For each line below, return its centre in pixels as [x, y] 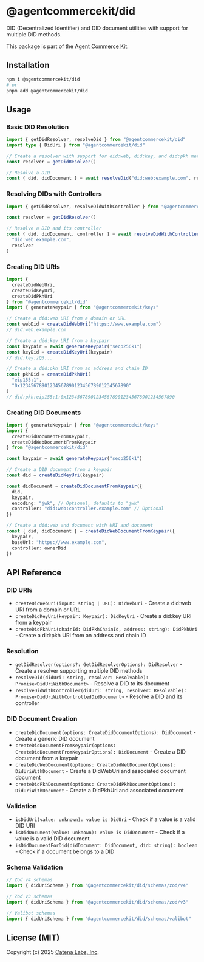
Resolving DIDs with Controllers [54, 194]
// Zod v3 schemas [29, 897]
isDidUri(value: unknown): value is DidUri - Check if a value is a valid [105, 819]
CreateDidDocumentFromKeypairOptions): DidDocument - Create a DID [100, 751]
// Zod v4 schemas [29, 880]
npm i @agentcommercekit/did [43, 79]
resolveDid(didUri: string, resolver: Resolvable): [82, 678]
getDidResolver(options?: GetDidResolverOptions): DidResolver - [99, 664]
